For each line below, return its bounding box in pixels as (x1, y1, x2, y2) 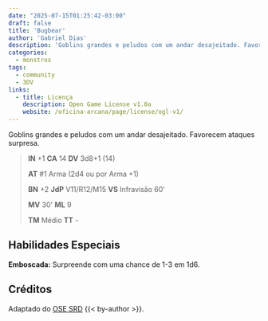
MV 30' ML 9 (27, 200, 72, 209)
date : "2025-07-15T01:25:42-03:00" (8, 11, 127, 20)
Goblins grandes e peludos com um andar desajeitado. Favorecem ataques (8, 130, 255, 139)
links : (8, 85, 30, 94)
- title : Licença (15, 93, 73, 101)
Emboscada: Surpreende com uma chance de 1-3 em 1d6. (8, 260, 200, 269)
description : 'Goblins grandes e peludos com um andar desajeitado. (8, 41, 241, 49)
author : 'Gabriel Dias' (8, 33, 88, 42)
